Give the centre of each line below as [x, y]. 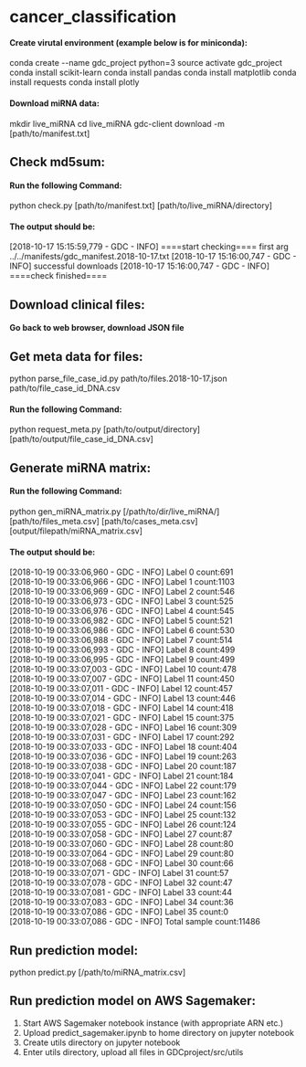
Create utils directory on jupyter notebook [101, 1042]
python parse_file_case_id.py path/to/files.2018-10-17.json [119, 379]
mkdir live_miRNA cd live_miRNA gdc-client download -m [117, 123]
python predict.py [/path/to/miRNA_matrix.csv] [98, 972]
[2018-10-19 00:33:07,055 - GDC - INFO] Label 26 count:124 [123, 825]
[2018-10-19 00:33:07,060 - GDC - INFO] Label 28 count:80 [122, 844]
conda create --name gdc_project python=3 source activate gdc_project [146, 63]
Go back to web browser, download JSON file [97, 328]
